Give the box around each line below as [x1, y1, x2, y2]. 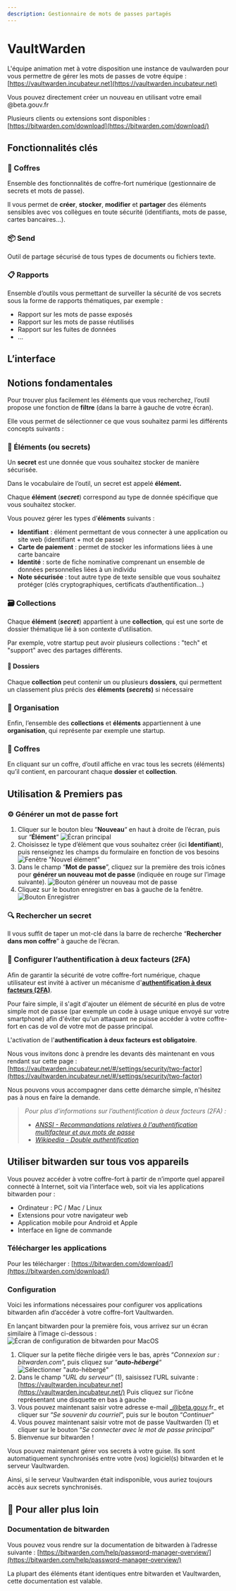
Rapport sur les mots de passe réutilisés [17, 317, 135, 326]
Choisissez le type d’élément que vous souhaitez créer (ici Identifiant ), [17, 840, 224, 849]
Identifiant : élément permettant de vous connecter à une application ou [17, 528, 228, 537]
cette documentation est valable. [7, 1576, 103, 1585]
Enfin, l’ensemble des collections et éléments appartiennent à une [7, 719, 201, 727]
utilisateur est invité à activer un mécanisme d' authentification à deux [7, 978, 212, 987]
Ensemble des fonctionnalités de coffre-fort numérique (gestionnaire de [7, 179, 216, 188]
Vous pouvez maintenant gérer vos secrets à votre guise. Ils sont [7, 1447, 196, 1455]
